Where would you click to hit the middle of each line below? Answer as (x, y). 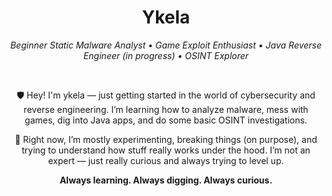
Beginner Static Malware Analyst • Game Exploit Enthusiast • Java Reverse (166, 45)
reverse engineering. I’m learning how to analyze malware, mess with (166, 109)
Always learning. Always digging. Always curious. (166, 180)
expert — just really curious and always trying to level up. (166, 160)
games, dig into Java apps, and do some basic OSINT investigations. (166, 120)
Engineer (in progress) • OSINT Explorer (166, 55)
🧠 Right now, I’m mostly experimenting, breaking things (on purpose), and (166, 139)
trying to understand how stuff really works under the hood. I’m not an (166, 150)
